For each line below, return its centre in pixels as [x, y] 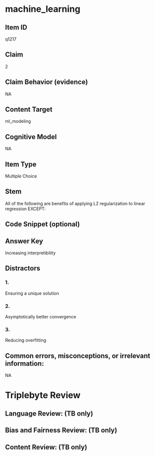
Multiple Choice [21, 176]
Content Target [29, 110]
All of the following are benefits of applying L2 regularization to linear [75, 203]
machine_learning [43, 9]
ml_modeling [18, 121]
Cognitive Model [31, 137]
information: [25, 363]
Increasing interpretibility [30, 253]
